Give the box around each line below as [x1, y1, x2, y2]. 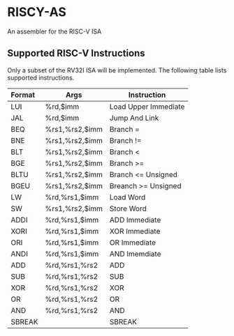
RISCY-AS [7, 4, 66, 20]
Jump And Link [109, 113, 159, 123]
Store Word [109, 204, 147, 213]
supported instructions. [7, 73, 75, 82]
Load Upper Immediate [109, 102, 185, 112]
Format [10, 90, 36, 100]
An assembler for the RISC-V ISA [7, 27, 102, 36]
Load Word [109, 192, 146, 202]
